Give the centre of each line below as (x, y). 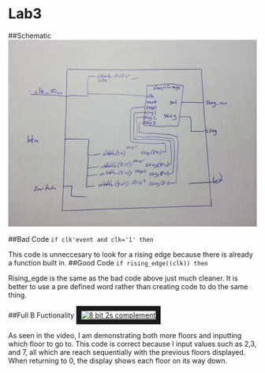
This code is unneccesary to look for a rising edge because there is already (131, 254)
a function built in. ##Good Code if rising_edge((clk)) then (108, 262)
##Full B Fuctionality (41, 315)
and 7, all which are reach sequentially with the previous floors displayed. (127, 352)
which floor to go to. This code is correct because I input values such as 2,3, (132, 344)
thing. (18, 295)
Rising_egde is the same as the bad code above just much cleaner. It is (123, 278)
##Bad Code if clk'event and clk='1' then (81, 239)
